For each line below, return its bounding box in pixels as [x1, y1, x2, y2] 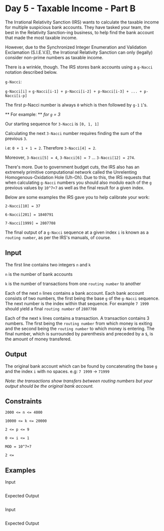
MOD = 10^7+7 [5, 444, 32, 449]
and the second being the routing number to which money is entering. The [5, 326, 155, 332]
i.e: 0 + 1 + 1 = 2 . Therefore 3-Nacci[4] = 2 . [5, 145, 96, 151]
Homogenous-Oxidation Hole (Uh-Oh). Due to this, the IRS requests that [5, 174, 151, 180]
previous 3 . [5, 135, 27, 141]
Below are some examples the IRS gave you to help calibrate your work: [5, 194, 150, 200]
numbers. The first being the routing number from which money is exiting [5, 320, 153, 326]
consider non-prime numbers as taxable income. [5, 54, 104, 60]
